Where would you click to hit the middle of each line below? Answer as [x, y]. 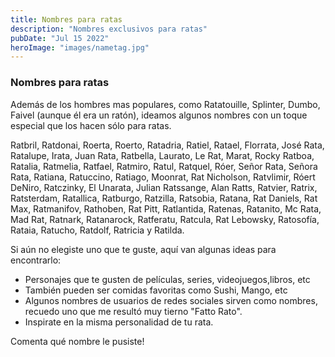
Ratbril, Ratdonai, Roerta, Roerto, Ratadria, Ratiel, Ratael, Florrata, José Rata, [167, 145]
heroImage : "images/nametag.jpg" [80, 47]
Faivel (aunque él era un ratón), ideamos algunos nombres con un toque [159, 115]
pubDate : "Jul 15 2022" [60, 38]
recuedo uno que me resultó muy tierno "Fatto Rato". [133, 311]
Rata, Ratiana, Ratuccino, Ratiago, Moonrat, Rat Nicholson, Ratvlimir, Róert [163, 177]
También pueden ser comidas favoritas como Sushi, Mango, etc [156, 290]
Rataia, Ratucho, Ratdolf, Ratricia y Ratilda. [97, 230]
